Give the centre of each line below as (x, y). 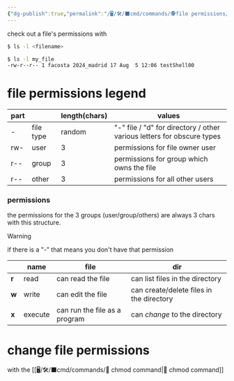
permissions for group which (161, 159)
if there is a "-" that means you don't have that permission (91, 250)
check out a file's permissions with (57, 34)
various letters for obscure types (167, 136)
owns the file (135, 168)
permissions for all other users (164, 179)
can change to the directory (177, 315)
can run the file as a (89, 310)
